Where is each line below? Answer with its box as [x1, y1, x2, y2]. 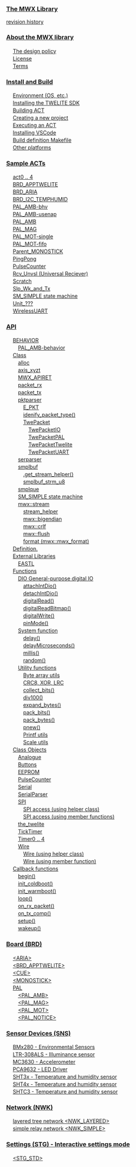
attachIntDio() [22, 582, 57, 589]
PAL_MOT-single [12, 233, 53, 240]
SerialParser [17, 791, 48, 798]
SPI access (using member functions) [22, 813, 115, 820]
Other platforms [12, 143, 51, 151]
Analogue [17, 754, 41, 761]
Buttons [17, 761, 37, 768]
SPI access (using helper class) [22, 806, 100, 813]
